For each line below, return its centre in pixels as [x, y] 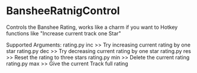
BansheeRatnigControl [63, 11]
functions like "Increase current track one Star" [64, 33]
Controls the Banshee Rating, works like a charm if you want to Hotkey [92, 27]
